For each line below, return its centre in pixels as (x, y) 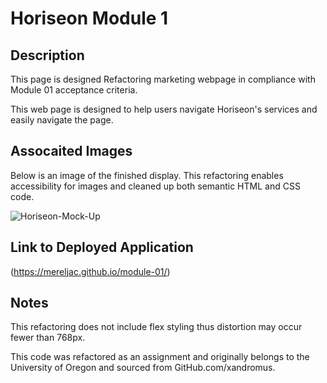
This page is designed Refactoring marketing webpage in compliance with (163, 79)
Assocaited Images (71, 151)
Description (47, 55)
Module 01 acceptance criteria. (74, 90)
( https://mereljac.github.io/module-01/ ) (90, 271)
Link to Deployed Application (102, 247)
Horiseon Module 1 (89, 18)
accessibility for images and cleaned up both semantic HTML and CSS (155, 186)
